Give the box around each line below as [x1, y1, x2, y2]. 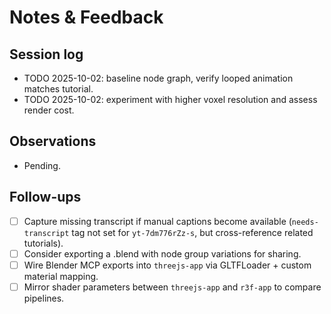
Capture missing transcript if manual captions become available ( [23, 215, 292, 227]
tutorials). [23, 237, 64, 249]
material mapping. [23, 270, 99, 282]
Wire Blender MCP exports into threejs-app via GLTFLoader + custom [23, 259, 312, 271]
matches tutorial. [23, 83, 94, 95]
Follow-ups [9, 189, 82, 206]
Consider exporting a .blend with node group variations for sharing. [23, 247, 302, 260]
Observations [9, 133, 97, 150]
